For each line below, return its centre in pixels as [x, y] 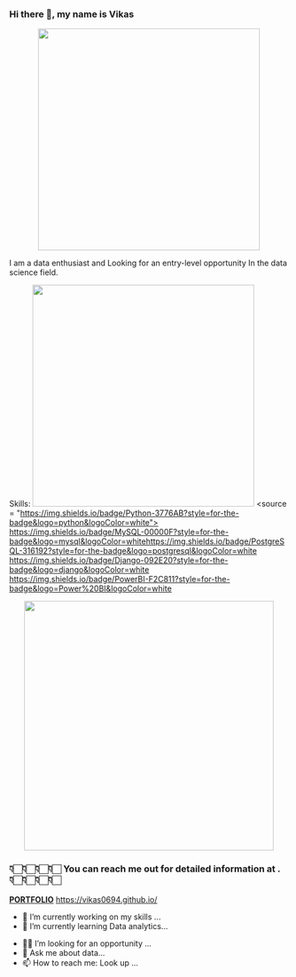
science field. [34, 272]
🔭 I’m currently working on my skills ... [91, 917]
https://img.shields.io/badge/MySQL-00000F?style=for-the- [119, 532]
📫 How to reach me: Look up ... [80, 963]
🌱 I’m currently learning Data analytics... [95, 926]
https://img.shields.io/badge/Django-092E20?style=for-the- [119, 560]
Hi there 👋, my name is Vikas [72, 14]
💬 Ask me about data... [63, 952]
